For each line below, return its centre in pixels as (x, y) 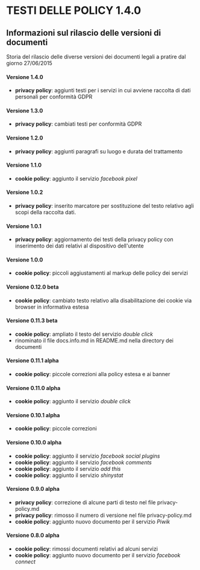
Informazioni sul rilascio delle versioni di (84, 33)
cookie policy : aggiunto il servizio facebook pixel (76, 178)
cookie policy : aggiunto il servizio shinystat (69, 475)
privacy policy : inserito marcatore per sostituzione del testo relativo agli (104, 206)
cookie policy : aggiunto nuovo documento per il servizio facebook (98, 556)
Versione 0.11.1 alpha (33, 360)
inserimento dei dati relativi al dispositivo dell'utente (79, 246)
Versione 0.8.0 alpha (33, 536)
